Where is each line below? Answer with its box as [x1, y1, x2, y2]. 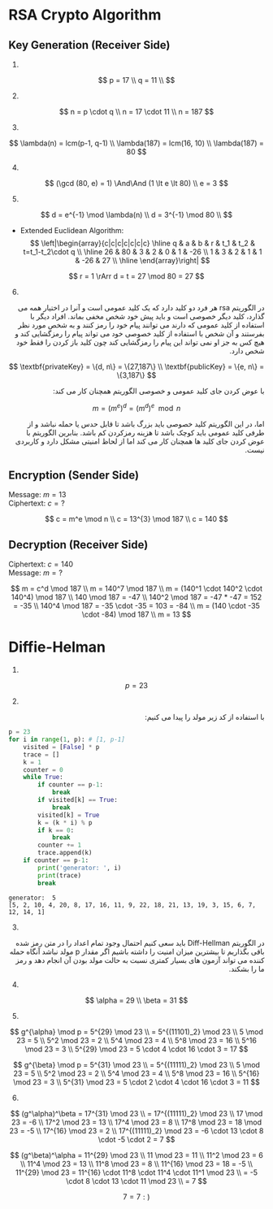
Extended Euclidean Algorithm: [19, 226, 124, 235]
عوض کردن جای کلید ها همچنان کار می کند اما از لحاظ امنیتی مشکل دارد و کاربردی [15, 436, 265, 446]
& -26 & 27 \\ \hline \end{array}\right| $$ [75, 256, 210, 265]
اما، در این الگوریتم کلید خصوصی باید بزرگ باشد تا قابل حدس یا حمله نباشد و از [27, 418, 265, 428]
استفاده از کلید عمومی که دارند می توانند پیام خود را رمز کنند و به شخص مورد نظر [17, 320, 265, 330]
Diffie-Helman [8, 638, 106, 656]
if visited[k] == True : [37, 796, 118, 804]
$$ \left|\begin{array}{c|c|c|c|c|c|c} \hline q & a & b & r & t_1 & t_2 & [29, 238, 256, 248]
